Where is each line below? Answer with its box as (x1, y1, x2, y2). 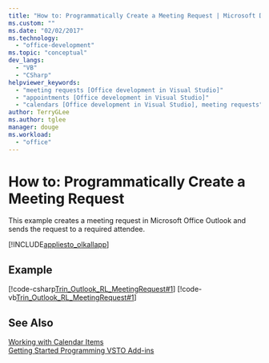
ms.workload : (8, 130, 52, 138)
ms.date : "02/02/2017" (8, 26, 84, 34)
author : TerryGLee (8, 109, 70, 117)
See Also (8, 316, 54, 329)
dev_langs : (8, 57, 45, 65)
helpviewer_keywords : (8, 78, 81, 86)
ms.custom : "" (8, 19, 56, 27)
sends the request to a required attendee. (8, 225, 146, 234)
